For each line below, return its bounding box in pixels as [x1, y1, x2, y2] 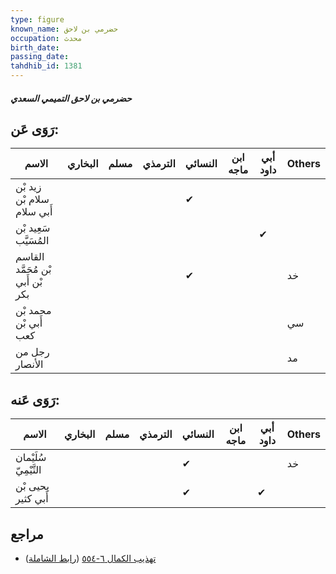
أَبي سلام [15, 205, 53, 219]
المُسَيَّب [15, 234, 50, 248]
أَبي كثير [15, 492, 49, 506]
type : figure [10, 14, 65, 25]
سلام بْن [15, 192, 50, 206]
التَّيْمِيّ [15, 463, 42, 477]
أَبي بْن [15, 316, 43, 330]
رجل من [15, 345, 50, 359]
